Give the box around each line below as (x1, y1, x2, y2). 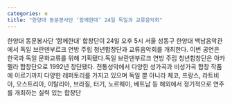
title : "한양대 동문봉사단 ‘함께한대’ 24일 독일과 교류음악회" (7, 17, 163, 24)
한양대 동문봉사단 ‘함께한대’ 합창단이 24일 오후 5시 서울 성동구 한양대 (7, 36, 194, 45)
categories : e (7, 10, 48, 17)
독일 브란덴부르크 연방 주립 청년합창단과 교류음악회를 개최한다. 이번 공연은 (19, 45, 220, 53)
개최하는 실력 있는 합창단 (14, 88, 82, 97)
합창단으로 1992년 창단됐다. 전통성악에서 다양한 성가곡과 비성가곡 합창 (19, 62, 210, 71)
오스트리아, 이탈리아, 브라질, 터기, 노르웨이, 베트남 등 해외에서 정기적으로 (16, 79, 212, 88)
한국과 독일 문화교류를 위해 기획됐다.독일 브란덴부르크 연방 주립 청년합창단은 (7, 53, 213, 62)
